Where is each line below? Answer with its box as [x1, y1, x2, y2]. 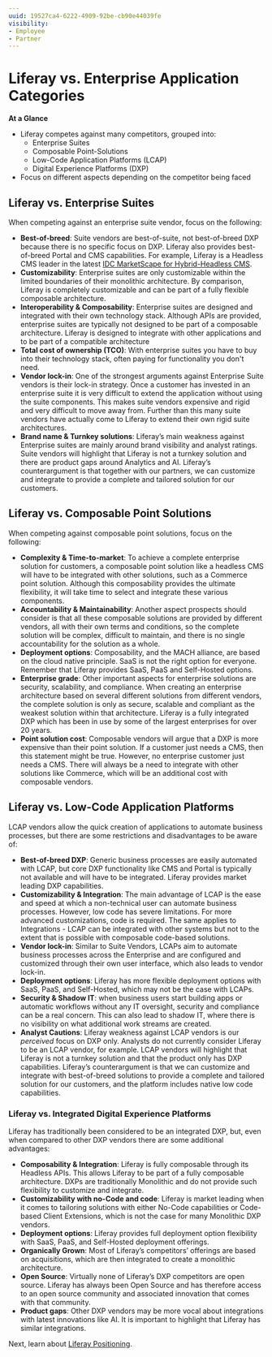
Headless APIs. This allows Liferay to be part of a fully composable [19, 1168, 244, 1178]
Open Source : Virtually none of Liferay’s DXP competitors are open [19, 1271, 245, 1281]
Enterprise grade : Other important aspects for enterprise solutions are [19, 673, 257, 683]
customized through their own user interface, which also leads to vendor [19, 959, 264, 968]
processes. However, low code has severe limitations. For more [19, 907, 232, 916]
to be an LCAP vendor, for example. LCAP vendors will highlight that [19, 1045, 248, 1054]
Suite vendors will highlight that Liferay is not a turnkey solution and [19, 449, 248, 459]
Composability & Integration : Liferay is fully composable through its [19, 1159, 249, 1169]
